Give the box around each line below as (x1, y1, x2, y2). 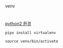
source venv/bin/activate (5, 39, 58, 44)
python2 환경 (5, 21, 31, 27)
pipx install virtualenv (5, 31, 56, 35)
